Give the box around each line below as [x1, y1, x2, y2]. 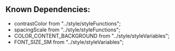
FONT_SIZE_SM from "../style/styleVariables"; [13, 38, 124, 45]
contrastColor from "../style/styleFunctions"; [13, 20, 121, 27]
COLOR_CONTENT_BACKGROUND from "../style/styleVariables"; [13, 32, 170, 39]
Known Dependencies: [5, 5, 91, 14]
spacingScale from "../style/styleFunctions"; [13, 26, 121, 33]
